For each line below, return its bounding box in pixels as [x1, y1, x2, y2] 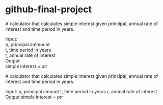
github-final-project [5, 4, 92, 15]
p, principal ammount [5, 41, 50, 47]
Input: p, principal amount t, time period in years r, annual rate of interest [5, 88, 157, 94]
